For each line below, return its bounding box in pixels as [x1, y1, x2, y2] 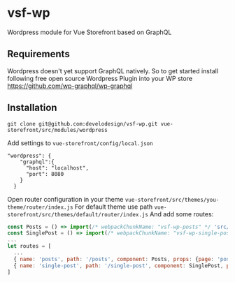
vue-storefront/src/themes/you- [124, 196, 220, 203]
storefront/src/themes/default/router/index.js [7, 211, 149, 218]
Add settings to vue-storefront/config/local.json [7, 138, 153, 147]
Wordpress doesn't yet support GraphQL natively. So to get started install [7, 66, 219, 75]
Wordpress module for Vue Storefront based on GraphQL [7, 28, 172, 36]
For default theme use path [74, 202, 153, 211]
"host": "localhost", [25, 164, 90, 172]
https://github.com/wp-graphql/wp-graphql [7, 82, 133, 90]
